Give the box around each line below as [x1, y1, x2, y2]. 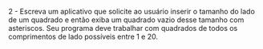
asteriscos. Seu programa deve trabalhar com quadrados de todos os [8, 24, 238, 32]
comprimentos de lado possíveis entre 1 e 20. [8, 32, 159, 41]
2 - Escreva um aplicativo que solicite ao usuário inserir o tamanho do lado [8, 7, 255, 16]
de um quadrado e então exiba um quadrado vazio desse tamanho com [8, 15, 245, 24]
